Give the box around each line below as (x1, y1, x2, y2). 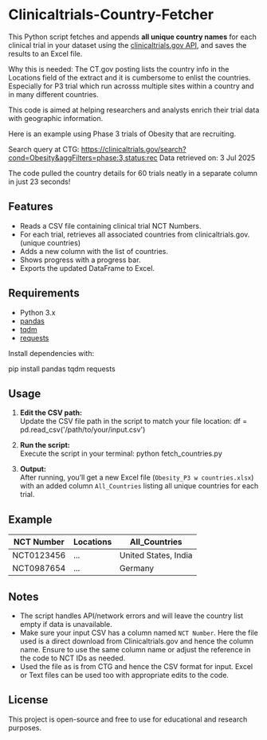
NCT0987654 (12, 563, 66, 574)
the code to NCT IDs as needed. (19, 653, 126, 663)
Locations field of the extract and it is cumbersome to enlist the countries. (8, 72, 251, 82)
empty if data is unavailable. (19, 620, 113, 628)
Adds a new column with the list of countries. (19, 246, 169, 256)
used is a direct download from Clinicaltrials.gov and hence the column (19, 636, 253, 646)
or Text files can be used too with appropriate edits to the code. (19, 671, 230, 679)
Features (8, 200, 53, 213)
